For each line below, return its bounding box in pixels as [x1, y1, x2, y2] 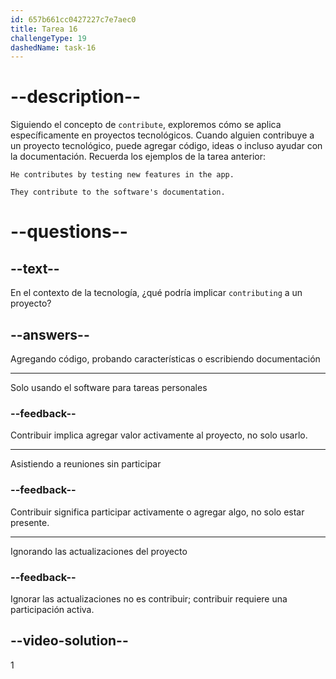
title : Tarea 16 [10, 24, 78, 34]
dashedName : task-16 [10, 42, 97, 53]
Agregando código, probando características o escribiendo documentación [10, 353, 321, 365]
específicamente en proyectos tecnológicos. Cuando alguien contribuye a [10, 129, 315, 141]
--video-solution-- [10, 632, 129, 650]
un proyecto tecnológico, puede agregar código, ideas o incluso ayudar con [10, 140, 323, 152]
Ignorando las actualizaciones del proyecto [10, 545, 188, 557]
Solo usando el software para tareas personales [10, 382, 208, 393]
